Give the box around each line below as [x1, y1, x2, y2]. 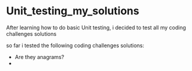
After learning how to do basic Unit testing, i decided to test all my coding [6, 24, 186, 31]
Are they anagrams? [14, 53, 64, 60]
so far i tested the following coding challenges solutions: [6, 42, 144, 49]
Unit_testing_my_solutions [6, 4, 140, 18]
